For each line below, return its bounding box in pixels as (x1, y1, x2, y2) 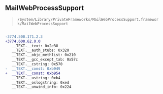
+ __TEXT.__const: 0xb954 (5, 71, 61, 76)
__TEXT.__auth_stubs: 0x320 (11, 48, 69, 53)
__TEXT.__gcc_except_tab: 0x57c (11, 57, 78, 62)
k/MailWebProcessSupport (17, 21, 68, 26)
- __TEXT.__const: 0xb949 (5, 66, 61, 71)
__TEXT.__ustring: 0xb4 (11, 75, 61, 80)
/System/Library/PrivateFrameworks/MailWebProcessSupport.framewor (17, 17, 159, 22)
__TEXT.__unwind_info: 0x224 (11, 85, 71, 90)
